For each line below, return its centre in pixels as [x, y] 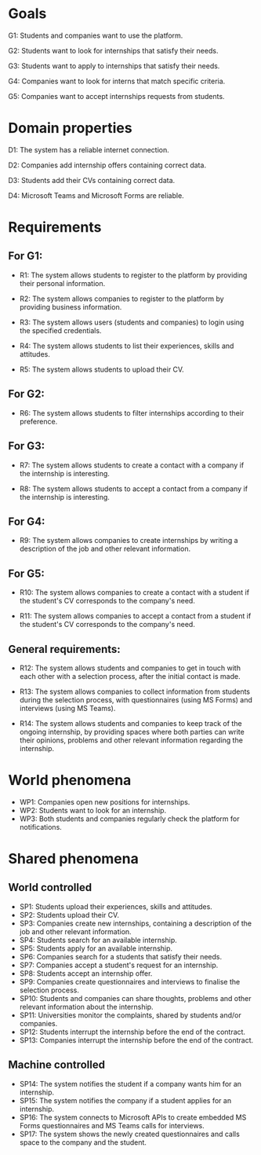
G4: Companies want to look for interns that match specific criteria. [117, 81]
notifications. [41, 827]
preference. [38, 421]
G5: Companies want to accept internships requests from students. [116, 96]
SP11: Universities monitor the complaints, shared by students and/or [130, 1015]
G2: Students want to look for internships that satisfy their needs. [113, 50]
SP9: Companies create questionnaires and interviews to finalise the [130, 981]
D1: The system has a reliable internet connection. [89, 149]
